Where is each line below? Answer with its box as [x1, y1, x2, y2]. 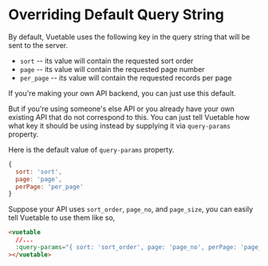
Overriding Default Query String [8, 6, 225, 24]
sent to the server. [8, 40, 69, 50]
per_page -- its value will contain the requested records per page [19, 73, 233, 82]
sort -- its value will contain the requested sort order [19, 56, 194, 66]
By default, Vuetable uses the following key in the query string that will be [8, 32, 250, 42]
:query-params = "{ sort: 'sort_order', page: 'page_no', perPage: [15, 244, 238, 252]
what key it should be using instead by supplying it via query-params [8, 121, 231, 130]
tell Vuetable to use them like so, [8, 213, 116, 223]
